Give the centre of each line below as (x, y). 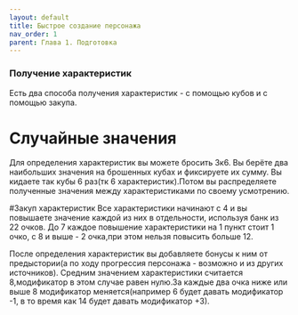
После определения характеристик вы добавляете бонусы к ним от (139, 254)
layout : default (39, 17)
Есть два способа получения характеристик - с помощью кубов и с (139, 93)
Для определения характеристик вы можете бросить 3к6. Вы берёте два (149, 163)
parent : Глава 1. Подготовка (63, 42)
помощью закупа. (43, 102)
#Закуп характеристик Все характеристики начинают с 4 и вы (128, 208)
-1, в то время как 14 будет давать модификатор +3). (110, 301)
